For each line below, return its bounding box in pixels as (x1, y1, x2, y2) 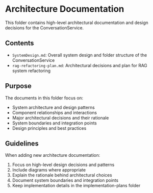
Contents (5, 39, 34, 48)
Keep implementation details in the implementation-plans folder (12, 183, 141, 189)
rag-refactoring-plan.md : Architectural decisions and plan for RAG (12, 62, 148, 68)
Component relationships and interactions (12, 109, 97, 116)
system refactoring (12, 68, 51, 73)
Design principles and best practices (12, 125, 87, 131)
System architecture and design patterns (12, 104, 95, 110)
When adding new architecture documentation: (5, 152, 101, 158)
